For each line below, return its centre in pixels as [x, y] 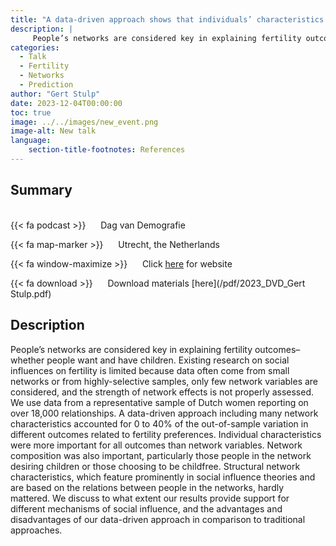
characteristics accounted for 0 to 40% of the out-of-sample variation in [159, 423]
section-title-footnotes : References [107, 150]
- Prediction [46, 85]
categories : [35, 47]
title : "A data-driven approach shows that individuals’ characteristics [167, 19]
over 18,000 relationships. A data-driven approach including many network [164, 413]
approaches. [36, 530]
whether [27, 360]
